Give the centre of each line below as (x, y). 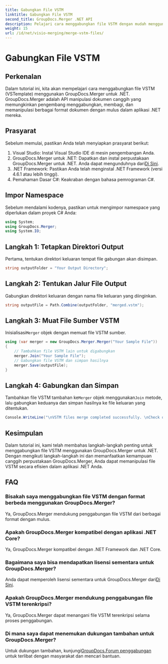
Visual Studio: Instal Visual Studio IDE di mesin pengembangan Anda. (83, 153)
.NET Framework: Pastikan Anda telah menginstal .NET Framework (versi (87, 169)
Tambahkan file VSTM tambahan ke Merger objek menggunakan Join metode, (84, 397)
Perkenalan (23, 77)
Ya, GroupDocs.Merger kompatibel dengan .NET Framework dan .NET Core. (83, 550)
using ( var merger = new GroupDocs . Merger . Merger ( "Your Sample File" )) (81, 342)
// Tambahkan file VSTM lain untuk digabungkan (64, 351)
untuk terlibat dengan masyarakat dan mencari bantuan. (63, 656)
